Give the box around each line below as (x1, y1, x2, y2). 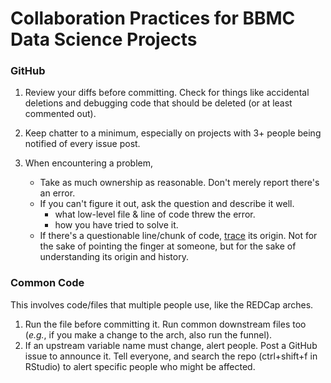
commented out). (24, 108, 97, 120)
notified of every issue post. (24, 138, 141, 150)
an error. (39, 187, 76, 199)
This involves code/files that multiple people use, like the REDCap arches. (10, 298, 314, 311)
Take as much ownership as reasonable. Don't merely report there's (39, 177, 320, 189)
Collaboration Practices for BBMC (10, 7, 296, 30)
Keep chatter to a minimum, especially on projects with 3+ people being (24, 127, 322, 139)
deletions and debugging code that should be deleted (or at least (24, 97, 293, 109)
